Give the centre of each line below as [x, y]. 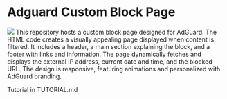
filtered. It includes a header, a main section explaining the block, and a [109, 46]
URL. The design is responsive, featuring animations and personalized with [114, 69]
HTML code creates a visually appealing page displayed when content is [111, 39]
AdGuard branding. [35, 76]
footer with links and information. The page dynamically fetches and [105, 54]
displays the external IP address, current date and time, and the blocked [110, 61]
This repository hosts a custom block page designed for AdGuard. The [116, 32]
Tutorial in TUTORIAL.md [43, 89]
